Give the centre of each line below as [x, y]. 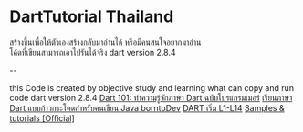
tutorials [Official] [42, 118]
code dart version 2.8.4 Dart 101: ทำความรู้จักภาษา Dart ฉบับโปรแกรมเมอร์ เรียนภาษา [151, 97]
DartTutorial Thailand [92, 17]
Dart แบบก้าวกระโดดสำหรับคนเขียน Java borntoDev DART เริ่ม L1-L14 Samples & [147, 107]
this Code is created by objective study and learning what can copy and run [152, 87]
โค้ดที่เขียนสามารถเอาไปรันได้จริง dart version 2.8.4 [93, 52]
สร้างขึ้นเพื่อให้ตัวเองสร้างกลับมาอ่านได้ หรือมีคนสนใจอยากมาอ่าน [105, 42]
